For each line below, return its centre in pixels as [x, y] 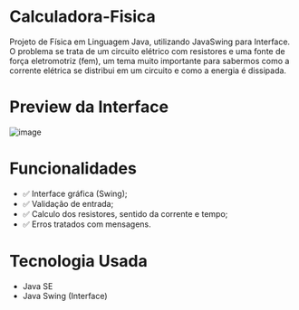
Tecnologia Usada [78, 261]
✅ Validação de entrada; [68, 203]
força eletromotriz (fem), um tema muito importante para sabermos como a [149, 61]
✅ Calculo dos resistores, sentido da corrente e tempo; [125, 213]
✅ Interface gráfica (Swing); [75, 193]
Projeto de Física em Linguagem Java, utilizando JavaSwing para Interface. [150, 42]
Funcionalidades [73, 169]
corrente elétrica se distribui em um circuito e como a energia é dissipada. [148, 70]
